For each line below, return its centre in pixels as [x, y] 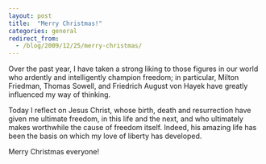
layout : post [30, 16]
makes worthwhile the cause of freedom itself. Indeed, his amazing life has [133, 128]
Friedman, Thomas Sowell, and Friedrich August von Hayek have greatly [128, 86]
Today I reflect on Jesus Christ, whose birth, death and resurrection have [130, 111]
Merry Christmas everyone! [54, 152]
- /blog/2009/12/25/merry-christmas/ [79, 46]
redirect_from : [34, 38]
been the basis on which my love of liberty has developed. [105, 136]
